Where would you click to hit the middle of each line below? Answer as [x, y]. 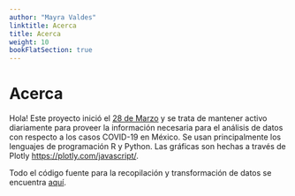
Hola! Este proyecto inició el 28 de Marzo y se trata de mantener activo [138, 118]
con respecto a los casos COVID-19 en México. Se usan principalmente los [145, 137]
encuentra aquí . [38, 183]
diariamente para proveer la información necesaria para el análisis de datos [146, 128]
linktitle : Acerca [43, 26]
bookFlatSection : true [51, 50]
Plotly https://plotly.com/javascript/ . [74, 156]
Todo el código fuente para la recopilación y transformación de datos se [140, 173]
